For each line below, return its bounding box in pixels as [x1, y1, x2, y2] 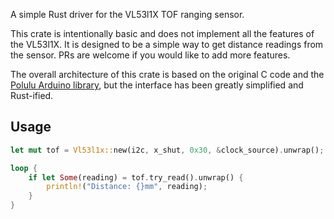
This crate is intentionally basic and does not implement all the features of [10, 28, 315, 39]
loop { [10, 163, 38, 173]
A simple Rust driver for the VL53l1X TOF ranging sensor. [10, 9, 245, 20]
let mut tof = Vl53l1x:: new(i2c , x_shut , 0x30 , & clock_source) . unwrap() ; [10, 145, 325, 155]
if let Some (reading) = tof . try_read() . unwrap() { [28, 172, 244, 183]
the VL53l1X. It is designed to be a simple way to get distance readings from [10, 39, 324, 50]
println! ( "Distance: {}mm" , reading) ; [46, 182, 208, 192]
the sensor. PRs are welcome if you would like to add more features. [10, 49, 291, 61]
